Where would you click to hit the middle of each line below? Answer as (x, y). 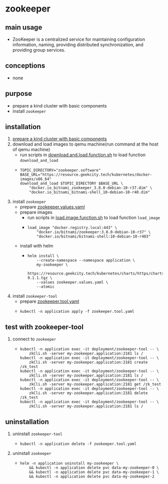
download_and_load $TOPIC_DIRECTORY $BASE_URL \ (71, 184)
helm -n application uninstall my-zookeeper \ (69, 463)
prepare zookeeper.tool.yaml (49, 301)
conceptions (25, 66)
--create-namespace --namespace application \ (86, 261)
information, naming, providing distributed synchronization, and (78, 45)
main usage (24, 27)
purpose (19, 94)
